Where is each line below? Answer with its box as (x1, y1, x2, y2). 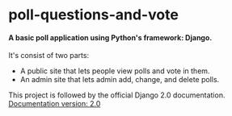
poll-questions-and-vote (8, 6, 179, 24)
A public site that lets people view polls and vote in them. (19, 66, 210, 76)
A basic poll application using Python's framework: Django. (8, 32, 213, 42)
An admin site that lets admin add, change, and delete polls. (19, 75, 220, 85)
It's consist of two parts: (8, 51, 90, 60)
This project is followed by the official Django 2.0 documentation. (8, 90, 226, 100)
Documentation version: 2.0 (8, 99, 101, 109)
